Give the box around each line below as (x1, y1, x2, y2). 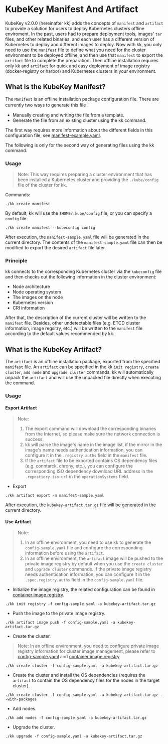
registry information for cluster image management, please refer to (17, 648, 155, 654)
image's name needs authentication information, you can (25, 447, 143, 453)
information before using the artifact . (25, 550, 104, 556)
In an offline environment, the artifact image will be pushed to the (25, 555, 163, 561)
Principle (5, 257, 28, 264)
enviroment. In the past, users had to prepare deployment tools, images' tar (5, 31, 162, 37)
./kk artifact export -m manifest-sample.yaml (5, 493, 104, 498)
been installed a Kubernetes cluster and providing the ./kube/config (17, 177, 159, 183)
